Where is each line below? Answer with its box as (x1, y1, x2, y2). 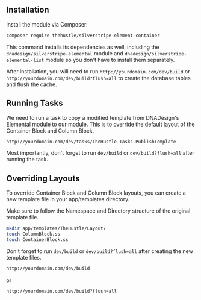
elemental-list (6, 57, 45, 63)
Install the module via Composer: (6, 20, 88, 28)
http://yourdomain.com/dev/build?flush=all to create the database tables (6, 74, 191, 81)
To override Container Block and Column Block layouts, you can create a (6, 189, 187, 196)
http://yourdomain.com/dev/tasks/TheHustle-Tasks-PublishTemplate (6, 139, 176, 145)
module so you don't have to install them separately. (45, 56, 175, 63)
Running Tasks (6, 98, 63, 108)
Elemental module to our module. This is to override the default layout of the (6, 120, 195, 128)
